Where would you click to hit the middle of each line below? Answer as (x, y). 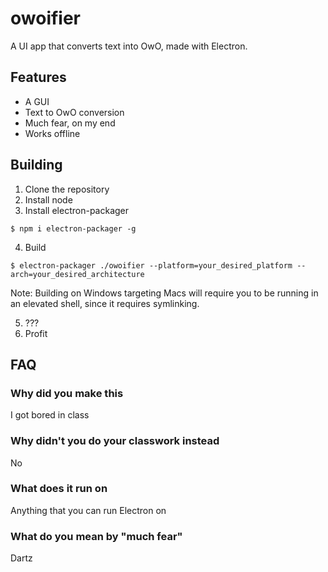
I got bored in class (50, 415)
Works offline (52, 133)
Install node (48, 199)
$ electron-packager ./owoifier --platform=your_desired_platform (151, 265)
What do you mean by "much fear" (96, 536)
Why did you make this (67, 393)
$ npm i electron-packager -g (73, 228)
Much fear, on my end (70, 123)
